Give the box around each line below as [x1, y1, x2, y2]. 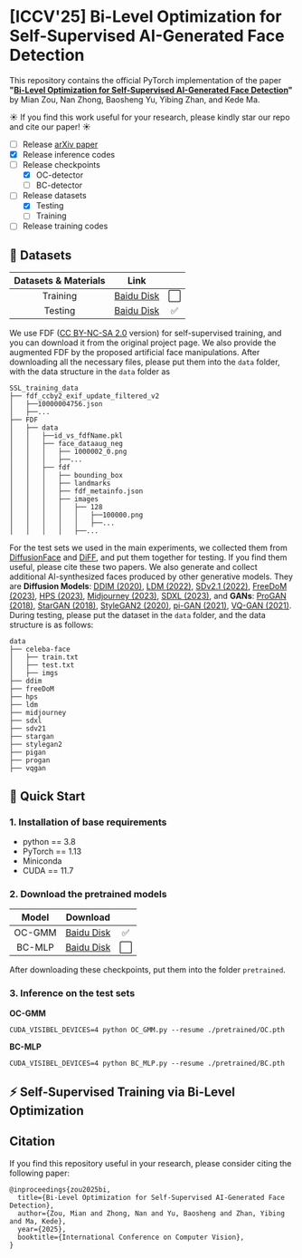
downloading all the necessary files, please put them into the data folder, [9, 356, 280, 368]
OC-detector [35, 169, 84, 180]
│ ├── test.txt [9, 661, 75, 670]
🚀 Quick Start [9, 789, 86, 804]
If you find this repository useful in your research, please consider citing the [9, 1157, 292, 1168]
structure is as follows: [9, 619, 94, 631]
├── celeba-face [9, 645, 71, 654]
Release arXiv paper [22, 139, 99, 150]
